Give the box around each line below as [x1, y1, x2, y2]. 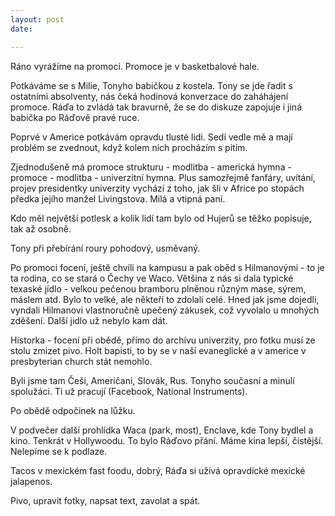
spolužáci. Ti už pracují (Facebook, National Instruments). [10, 385, 248, 397]
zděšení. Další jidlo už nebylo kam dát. [10, 314, 168, 326]
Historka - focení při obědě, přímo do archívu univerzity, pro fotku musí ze [10, 334, 316, 346]
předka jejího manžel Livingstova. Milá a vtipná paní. [10, 192, 226, 205]
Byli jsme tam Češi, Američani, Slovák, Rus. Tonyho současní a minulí [10, 374, 295, 386]
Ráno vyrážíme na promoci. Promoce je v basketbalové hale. [10, 60, 260, 72]
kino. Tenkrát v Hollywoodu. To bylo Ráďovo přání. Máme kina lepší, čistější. [10, 434, 324, 446]
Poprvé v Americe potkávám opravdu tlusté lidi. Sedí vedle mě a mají [10, 131, 293, 143]
